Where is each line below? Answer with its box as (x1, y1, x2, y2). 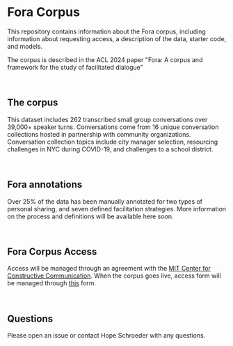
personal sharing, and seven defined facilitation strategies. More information (7, 204, 227, 213)
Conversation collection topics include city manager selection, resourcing (7, 137, 218, 146)
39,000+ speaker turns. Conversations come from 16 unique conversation (7, 123, 219, 131)
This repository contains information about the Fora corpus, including (7, 27, 207, 36)
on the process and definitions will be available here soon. (7, 212, 174, 220)
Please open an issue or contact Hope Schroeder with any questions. (7, 331, 206, 340)
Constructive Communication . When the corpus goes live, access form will (7, 271, 221, 280)
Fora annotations (7, 179, 83, 190)
